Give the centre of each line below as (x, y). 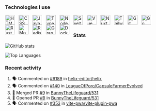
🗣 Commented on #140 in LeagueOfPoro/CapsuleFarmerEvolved (77, 85)
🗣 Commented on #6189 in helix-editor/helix (57, 78)
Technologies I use (28, 7)
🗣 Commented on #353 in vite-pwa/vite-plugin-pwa (64, 103)
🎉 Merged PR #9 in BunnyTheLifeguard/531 (55, 93)
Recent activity (23, 68)
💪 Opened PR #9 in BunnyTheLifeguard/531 (55, 97)
